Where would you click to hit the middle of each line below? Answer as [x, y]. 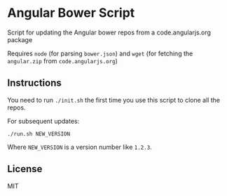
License [25, 169]
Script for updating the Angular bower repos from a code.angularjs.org [109, 32]
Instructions [34, 83]
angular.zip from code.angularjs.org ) [62, 60]
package [20, 39]
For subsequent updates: [43, 121]
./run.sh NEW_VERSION [39, 134]
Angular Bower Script [71, 13]
